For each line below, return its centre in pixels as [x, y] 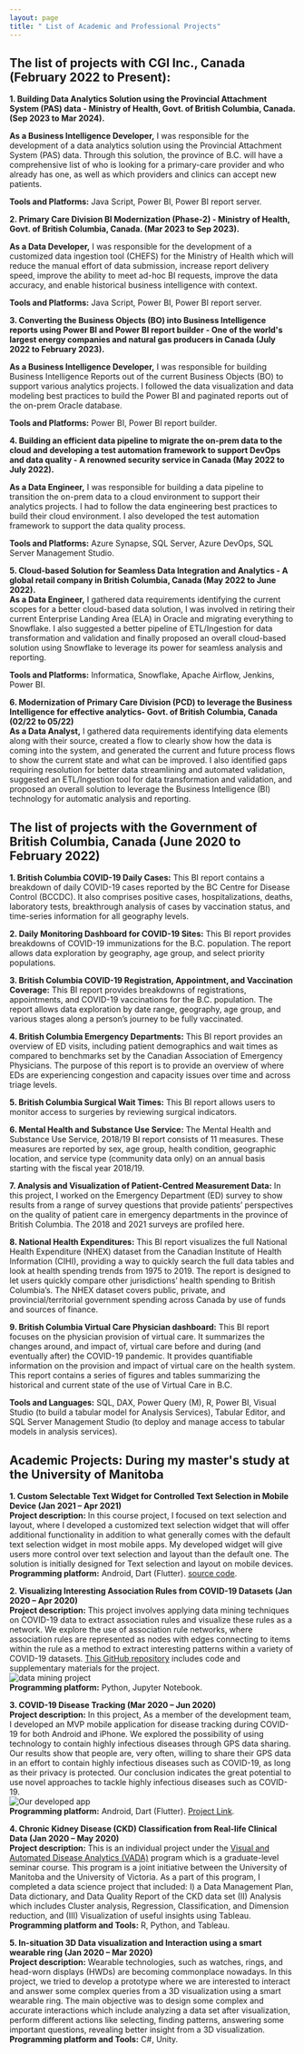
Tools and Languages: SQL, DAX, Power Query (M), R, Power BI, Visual [143, 1403]
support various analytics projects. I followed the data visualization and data [152, 386]
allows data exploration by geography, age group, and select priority [137, 953]
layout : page [34, 18]
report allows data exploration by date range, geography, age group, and [145, 1010]
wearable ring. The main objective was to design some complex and [137, 2000]
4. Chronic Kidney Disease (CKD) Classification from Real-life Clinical [143, 1828]
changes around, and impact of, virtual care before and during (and [135, 1347]
